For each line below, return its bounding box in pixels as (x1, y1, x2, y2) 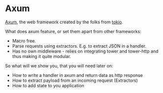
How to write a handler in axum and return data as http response (12, 72, 143, 78)
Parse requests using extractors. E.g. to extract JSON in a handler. (12, 43, 146, 49)
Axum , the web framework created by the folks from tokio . (5, 19, 123, 25)
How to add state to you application (12, 82, 84, 88)
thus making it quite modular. (12, 53, 71, 59)
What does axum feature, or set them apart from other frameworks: (5, 28, 141, 34)
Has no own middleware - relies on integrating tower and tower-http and (12, 48, 159, 54)
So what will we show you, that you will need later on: (5, 63, 113, 69)
